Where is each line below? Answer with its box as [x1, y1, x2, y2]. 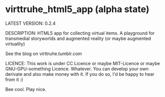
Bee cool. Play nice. [5, 86, 47, 92]
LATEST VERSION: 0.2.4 [5, 20, 56, 26]
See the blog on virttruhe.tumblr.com [5, 51, 82, 57]
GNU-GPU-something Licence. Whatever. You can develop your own [5, 66, 149, 72]
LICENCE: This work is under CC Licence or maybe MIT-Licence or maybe [5, 60, 160, 66]
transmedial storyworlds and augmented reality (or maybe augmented [5, 35, 151, 41]
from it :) [5, 76, 23, 82]
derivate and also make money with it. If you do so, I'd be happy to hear [5, 71, 155, 77]
